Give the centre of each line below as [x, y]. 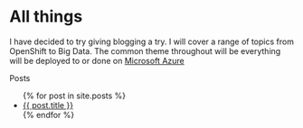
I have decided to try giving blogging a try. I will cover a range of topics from [151, 41]
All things [46, 17]
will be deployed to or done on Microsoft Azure [97, 60]
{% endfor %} [48, 114]
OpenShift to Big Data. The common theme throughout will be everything [145, 50]
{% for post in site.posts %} [74, 96]
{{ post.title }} [48, 105]
